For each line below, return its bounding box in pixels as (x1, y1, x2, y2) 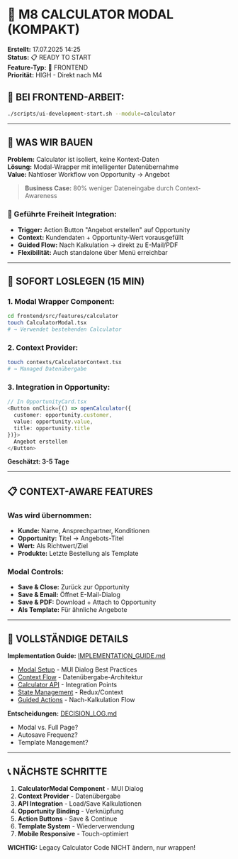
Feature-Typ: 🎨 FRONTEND (7, 63, 89, 72)
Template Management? (17, 738, 89, 747)
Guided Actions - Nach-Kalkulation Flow (17, 696, 135, 704)
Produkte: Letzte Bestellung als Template (17, 549, 139, 558)
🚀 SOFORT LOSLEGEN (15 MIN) (7, 275, 145, 288)
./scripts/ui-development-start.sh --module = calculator (7, 110, 176, 117)
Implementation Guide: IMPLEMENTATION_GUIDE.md (7, 652, 166, 660)
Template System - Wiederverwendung (17, 822, 135, 830)
